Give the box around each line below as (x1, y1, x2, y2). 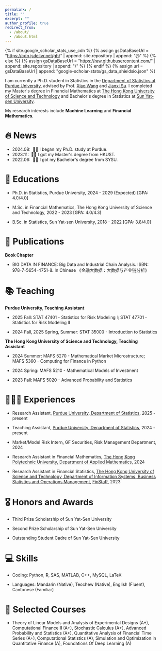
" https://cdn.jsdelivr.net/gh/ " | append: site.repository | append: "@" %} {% (5, 53, 156, 58)
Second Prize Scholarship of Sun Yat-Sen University (12, 526, 117, 531)
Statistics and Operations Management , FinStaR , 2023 (12, 478, 121, 484)
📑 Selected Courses (5, 604, 86, 615)
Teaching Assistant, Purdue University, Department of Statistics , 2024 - (12, 424, 156, 430)
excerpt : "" (5, 16, 29, 21)
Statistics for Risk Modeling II (12, 319, 70, 325)
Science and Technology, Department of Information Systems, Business (12, 474, 156, 479)
